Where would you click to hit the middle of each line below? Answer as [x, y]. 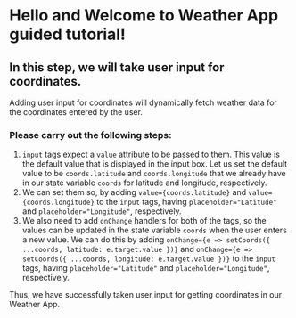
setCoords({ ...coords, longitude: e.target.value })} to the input [149, 258]
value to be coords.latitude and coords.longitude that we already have [154, 174]
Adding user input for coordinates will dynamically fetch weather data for [144, 102]
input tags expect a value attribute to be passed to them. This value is [151, 155]
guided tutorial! [68, 34]
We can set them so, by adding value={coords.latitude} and [134, 192]
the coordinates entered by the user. [76, 112]
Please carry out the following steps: [90, 135]
